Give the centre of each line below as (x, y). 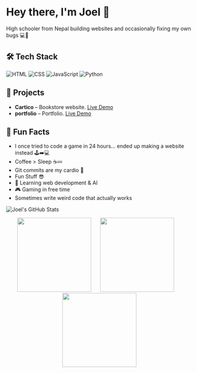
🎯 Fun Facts (28, 132)
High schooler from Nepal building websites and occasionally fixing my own (98, 28)
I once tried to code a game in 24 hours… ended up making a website (99, 146)
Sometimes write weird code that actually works (73, 198)
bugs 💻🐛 (17, 35)
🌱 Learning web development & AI (56, 183)
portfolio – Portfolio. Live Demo (53, 113)
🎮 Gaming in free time (42, 190)
